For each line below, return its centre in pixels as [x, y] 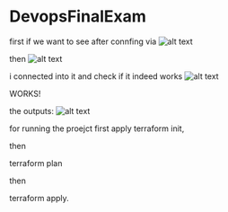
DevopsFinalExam [78, 17]
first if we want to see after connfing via [83, 41]
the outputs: [31, 110]
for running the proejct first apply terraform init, [97, 128]
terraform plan [36, 163]
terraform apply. [39, 198]
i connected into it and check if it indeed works [96, 76]
